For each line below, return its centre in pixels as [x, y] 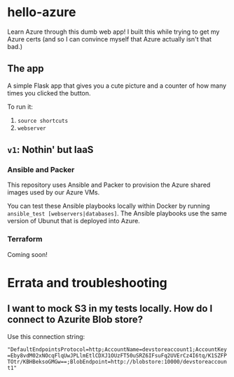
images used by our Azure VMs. [54, 192]
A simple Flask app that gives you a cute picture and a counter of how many [117, 86]
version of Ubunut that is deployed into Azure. [74, 221]
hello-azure [42, 12]
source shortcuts [43, 121]
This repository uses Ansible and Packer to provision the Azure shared [109, 185]
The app [26, 68]
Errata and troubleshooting [88, 283]
